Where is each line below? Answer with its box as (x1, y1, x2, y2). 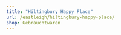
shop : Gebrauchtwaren (6, 20, 61, 26)
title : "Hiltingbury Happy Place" (6, 8, 94, 15)
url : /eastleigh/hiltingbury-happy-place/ (6, 14, 115, 20)
